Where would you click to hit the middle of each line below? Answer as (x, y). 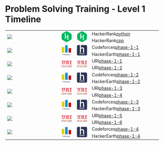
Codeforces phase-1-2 (115, 75)
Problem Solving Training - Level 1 (75, 9)
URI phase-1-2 (107, 68)
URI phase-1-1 (107, 61)
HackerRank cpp (108, 41)
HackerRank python (111, 34)
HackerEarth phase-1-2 (116, 82)
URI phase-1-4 (107, 95)
